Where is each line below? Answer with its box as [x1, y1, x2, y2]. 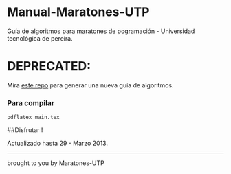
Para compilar [7, 98, 55, 107]
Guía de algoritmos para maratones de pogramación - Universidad [7, 27, 195, 35]
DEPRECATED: [7, 58, 91, 74]
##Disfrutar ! [7, 126, 43, 134]
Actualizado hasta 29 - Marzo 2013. [7, 139, 109, 148]
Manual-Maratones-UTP [7, 4, 150, 20]
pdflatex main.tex [7, 114, 60, 121]
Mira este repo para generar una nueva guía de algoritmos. [7, 80, 174, 89]
